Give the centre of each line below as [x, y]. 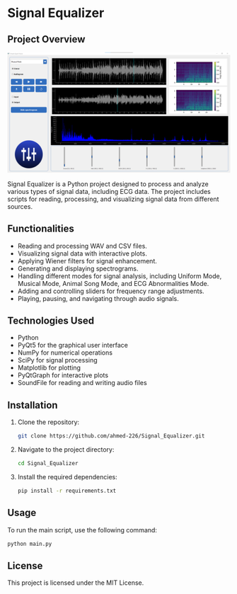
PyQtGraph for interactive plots [63, 375]
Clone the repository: [48, 422]
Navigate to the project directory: [66, 450]
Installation [33, 405]
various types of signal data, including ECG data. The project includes [109, 191]
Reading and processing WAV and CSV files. [82, 246]
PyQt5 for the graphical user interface [73, 345]
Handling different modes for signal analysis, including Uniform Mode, [120, 276]
